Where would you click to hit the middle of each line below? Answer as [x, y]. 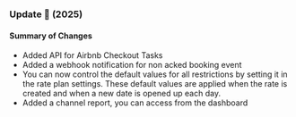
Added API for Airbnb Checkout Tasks [92, 55]
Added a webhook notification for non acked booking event [132, 65]
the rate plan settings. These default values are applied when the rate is [155, 84]
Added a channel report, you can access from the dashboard [135, 103]
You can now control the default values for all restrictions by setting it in [155, 74]
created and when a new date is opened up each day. [122, 94]
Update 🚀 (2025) [46, 14]
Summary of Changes [51, 36]
